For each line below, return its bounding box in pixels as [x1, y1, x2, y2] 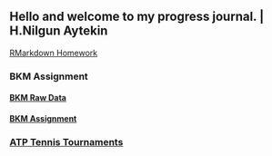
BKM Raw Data [9, 93, 66, 103]
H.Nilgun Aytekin [9, 24, 108, 39]
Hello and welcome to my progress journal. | [9, 9, 265, 24]
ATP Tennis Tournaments [9, 135, 124, 148]
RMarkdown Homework [9, 47, 98, 58]
